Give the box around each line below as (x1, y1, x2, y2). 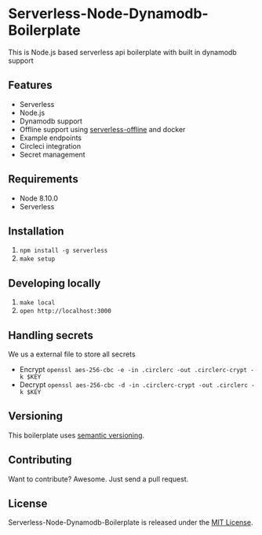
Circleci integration (19, 141, 81, 150)
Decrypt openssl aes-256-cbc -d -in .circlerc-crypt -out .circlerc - (19, 380, 255, 389)
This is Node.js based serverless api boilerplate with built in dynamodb (8, 47, 237, 57)
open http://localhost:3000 (19, 308, 111, 315)
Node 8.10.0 (19, 194, 59, 203)
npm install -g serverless (19, 247, 108, 255)
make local (19, 299, 56, 307)
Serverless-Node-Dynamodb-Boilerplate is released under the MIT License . (8, 518, 253, 527)
